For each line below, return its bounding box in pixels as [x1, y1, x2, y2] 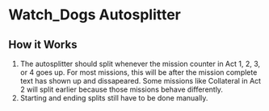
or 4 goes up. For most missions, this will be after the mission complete [19, 68, 258, 77]
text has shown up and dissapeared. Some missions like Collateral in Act [19, 76, 261, 85]
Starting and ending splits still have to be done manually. [19, 93, 208, 102]
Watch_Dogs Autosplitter [8, 6, 182, 24]
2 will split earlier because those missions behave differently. [19, 84, 224, 94]
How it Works [8, 38, 78, 51]
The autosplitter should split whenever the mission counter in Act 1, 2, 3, [19, 59, 261, 68]
